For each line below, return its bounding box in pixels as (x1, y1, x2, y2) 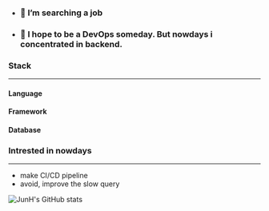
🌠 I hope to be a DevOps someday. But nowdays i (19, 28, 213, 39)
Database (8, 125, 42, 134)
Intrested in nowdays (8, 145, 92, 156)
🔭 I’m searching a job (19, 7, 103, 18)
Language (8, 88, 42, 98)
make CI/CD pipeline (19, 171, 88, 181)
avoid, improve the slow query (19, 179, 120, 189)
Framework (8, 107, 47, 117)
